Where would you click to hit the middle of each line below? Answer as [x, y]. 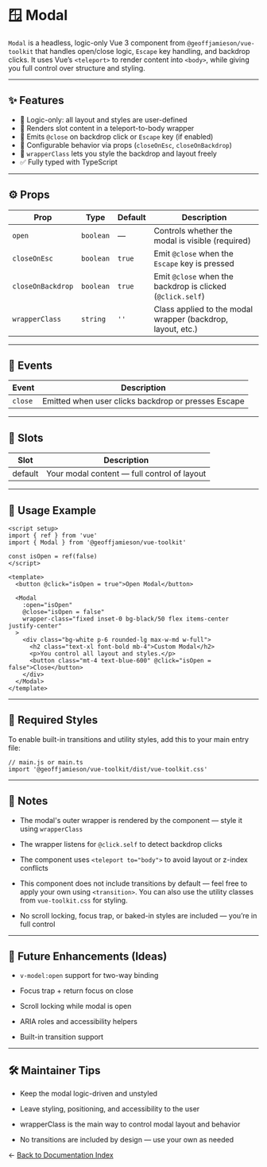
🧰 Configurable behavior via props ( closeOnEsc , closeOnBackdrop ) [126, 145]
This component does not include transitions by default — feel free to [133, 883]
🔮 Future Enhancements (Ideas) [88, 957]
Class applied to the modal [203, 309]
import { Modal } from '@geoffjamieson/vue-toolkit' [97, 543]
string [93, 319]
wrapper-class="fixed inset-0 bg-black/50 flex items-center [126, 619]
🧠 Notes [28, 801]
